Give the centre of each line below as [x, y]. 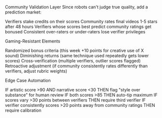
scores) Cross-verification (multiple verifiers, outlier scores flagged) [73, 61]
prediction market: [23, 12]
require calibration [23, 110]
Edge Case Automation [28, 80]
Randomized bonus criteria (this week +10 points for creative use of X [74, 51]
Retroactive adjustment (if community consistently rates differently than [76, 66]
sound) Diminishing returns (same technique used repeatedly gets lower [77, 56]
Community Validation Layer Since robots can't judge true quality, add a [77, 7]
